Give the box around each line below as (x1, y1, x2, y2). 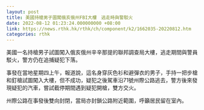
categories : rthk (6, 31, 50, 37)
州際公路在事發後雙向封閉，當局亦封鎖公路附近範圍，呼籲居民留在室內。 (6, 97, 187, 105)
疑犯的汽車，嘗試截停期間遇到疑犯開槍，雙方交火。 (11, 84, 140, 91)
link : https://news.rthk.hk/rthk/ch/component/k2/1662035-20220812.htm (6, 25, 191, 32)
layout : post (6, 8, 39, 15)
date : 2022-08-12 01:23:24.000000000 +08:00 (6, 20, 121, 26)
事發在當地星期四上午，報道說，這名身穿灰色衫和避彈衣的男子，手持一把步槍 (6, 69, 198, 76)
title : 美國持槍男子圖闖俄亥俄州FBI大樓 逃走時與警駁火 (6, 15, 134, 21)
